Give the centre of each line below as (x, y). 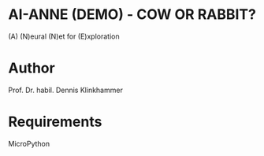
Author (32, 68)
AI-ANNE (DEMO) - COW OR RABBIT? (132, 15)
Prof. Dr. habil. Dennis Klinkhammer (66, 90)
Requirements (55, 122)
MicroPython (29, 143)
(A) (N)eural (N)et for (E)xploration (64, 36)
